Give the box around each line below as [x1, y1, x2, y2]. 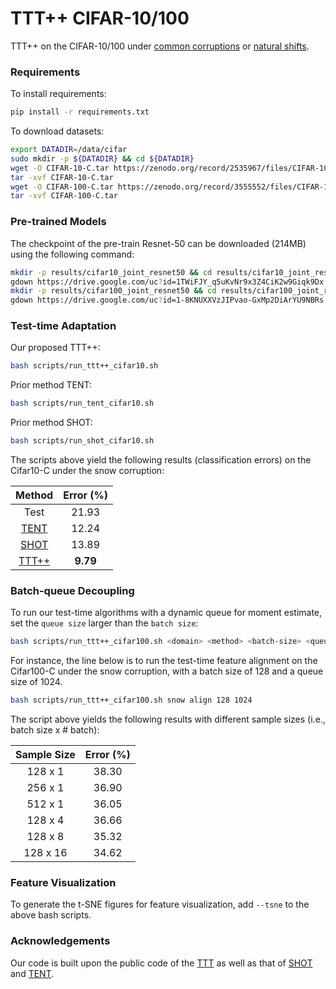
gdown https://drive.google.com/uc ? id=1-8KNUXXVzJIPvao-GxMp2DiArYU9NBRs [10, 295, 325, 306]
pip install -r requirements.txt [10, 107, 150, 117]
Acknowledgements [10, 934, 111, 948]
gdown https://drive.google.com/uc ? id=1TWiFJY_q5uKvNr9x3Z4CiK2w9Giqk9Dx [10, 277, 325, 287]
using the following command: [10, 248, 135, 260]
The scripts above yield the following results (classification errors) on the [10, 454, 312, 466]
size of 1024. [10, 676, 63, 688]
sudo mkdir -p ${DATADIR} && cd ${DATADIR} [10, 153, 195, 164]
